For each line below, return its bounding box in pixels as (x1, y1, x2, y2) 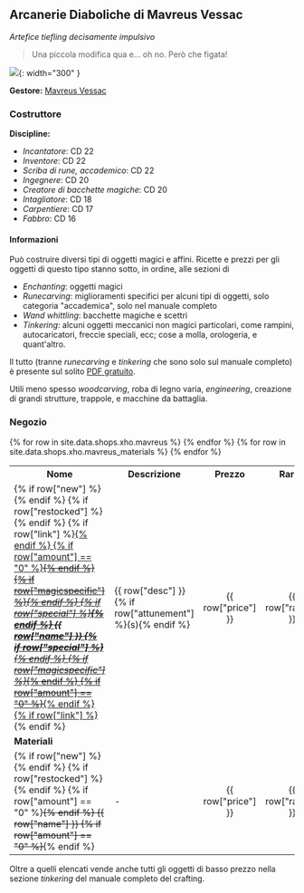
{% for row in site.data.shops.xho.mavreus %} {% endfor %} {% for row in (9, 437, 287, 447)
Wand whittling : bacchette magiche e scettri (22, 310, 188, 321)
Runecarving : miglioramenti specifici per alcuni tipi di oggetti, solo (22, 291, 270, 302)
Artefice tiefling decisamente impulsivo (9, 31, 156, 42)
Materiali (14, 735, 53, 747)
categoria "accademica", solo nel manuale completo (22, 301, 217, 312)
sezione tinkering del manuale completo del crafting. (9, 873, 205, 884)
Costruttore (9, 108, 62, 120)
